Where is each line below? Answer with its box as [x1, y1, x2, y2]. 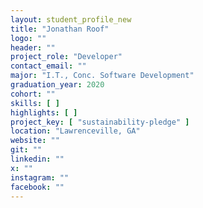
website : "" [10, 136, 60, 146]
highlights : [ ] [10, 107, 78, 118]
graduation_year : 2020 [10, 80, 105, 90]
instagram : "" [10, 172, 70, 183]
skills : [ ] [10, 98, 60, 108]
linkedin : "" [10, 154, 65, 164]
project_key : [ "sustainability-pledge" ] [10, 117, 190, 127]
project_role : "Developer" [10, 52, 123, 62]
